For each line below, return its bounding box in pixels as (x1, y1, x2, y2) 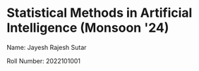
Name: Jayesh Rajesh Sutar (6, 43, 87, 51)
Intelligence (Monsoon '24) (6, 20, 169, 36)
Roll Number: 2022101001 (6, 56, 81, 65)
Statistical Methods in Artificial (6, 5, 193, 21)
